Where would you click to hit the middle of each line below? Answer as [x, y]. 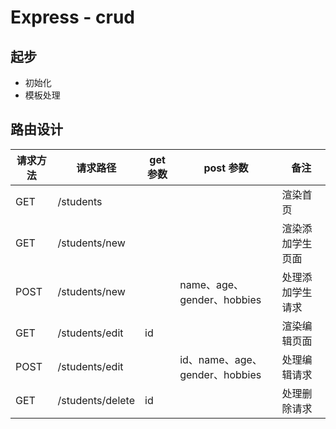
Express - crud [72, 17]
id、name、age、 [221, 359]
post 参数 [226, 168]
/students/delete [96, 400]
